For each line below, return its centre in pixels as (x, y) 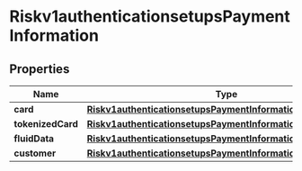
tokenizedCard (46, 124)
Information (54, 36)
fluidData (34, 139)
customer (35, 153)
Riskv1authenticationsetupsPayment (150, 17)
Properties (40, 69)
